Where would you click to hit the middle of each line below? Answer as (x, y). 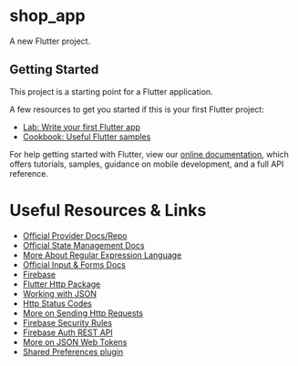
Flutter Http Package (62, 284)
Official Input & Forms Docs (74, 264)
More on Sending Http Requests (83, 313)
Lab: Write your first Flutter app (82, 127)
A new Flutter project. (50, 41)
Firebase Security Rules (67, 322)
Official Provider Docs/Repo (75, 235)
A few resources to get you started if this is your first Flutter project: (137, 109)
